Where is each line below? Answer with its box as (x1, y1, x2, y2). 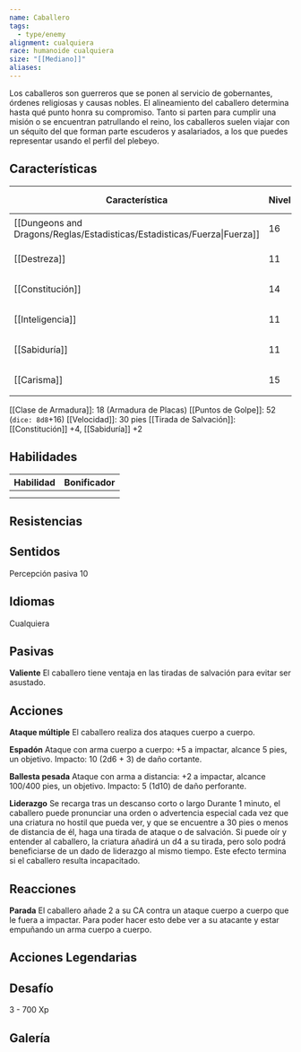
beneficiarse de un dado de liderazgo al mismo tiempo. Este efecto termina (9, 846, 287, 856)
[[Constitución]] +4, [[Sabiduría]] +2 (9, 423, 143, 434)
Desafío (9, 980, 54, 995)
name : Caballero (9, 13, 70, 22)
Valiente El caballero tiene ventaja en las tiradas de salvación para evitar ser (9, 667, 291, 678)
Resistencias (9, 513, 83, 529)
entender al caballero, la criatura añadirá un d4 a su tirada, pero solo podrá (9, 836, 287, 848)
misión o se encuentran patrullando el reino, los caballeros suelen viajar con (9, 116, 290, 126)
